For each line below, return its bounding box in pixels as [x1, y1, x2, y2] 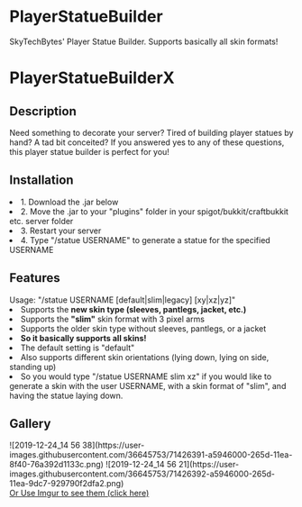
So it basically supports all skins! [21, 332, 147, 343]
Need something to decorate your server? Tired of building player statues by [9, 127, 294, 138]
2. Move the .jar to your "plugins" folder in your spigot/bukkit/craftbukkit [21, 205, 288, 217]
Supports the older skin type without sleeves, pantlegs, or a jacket [21, 322, 267, 334]
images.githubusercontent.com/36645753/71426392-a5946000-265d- [9, 468, 276, 479]
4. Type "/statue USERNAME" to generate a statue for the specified [21, 234, 270, 245]
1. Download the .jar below [21, 196, 119, 207]
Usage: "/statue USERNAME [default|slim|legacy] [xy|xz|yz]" [9, 294, 236, 305]
